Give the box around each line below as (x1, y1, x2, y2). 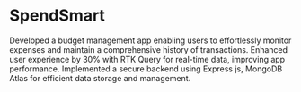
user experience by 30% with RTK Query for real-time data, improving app (9, 54, 286, 64)
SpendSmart (9, 5, 106, 26)
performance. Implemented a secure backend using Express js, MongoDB (9, 63, 283, 74)
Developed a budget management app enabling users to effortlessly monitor (9, 35, 292, 46)
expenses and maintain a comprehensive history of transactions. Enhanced (9, 44, 288, 54)
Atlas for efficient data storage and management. (9, 72, 191, 83)
